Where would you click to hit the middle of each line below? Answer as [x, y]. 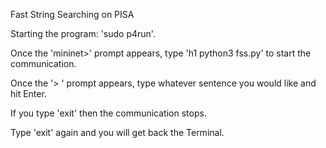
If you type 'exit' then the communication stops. [108, 113]
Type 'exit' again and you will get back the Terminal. [117, 132]
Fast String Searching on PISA [72, 14]
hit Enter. [28, 93]
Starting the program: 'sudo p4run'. [83, 33]
